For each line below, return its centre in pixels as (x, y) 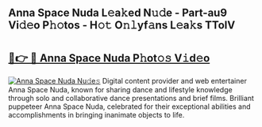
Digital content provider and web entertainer (175, 81)
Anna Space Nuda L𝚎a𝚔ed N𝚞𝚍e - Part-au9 (118, 13)
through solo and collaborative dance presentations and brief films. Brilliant (131, 98)
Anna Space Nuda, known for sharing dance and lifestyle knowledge (120, 90)
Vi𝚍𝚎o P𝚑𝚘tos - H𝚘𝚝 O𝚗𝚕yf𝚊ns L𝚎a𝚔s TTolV (122, 26)
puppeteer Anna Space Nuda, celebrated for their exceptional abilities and (130, 106)
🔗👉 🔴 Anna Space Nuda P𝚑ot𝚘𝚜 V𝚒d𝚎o (109, 58)
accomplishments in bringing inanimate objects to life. (96, 115)
